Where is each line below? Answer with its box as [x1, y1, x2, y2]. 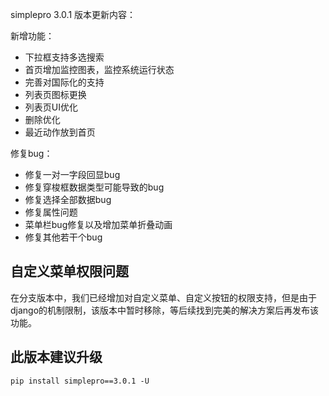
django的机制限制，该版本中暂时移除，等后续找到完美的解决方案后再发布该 [10, 304, 320, 316]
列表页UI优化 [24, 101, 78, 113]
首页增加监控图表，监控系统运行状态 [24, 64, 175, 75]
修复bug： [10, 148, 53, 159]
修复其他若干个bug [24, 231, 103, 243]
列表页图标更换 [24, 89, 87, 100]
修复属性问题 [24, 206, 78, 218]
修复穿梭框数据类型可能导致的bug [24, 181, 165, 193]
